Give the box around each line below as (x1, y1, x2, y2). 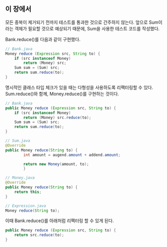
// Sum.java (5, 138, 30, 143)
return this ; (14, 189, 42, 194)
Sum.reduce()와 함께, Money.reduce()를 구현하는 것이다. (5, 91, 120, 97)
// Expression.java (5, 203, 46, 209)
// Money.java (5, 175, 35, 181)
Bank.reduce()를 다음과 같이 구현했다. (5, 36, 81, 42)
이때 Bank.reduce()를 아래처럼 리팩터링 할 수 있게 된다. (5, 218, 114, 224)
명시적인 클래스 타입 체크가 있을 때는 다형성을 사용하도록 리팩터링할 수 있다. (5, 84, 153, 90)
